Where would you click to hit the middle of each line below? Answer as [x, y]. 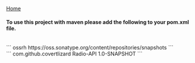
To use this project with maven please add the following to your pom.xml [97, 22]
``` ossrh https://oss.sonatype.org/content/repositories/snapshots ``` [90, 48]
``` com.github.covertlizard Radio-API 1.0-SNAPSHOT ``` [74, 54]
